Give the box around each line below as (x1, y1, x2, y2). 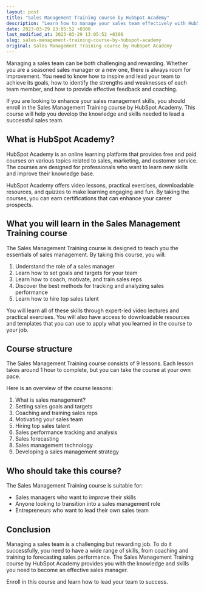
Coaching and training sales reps (15, 409, 98, 417)
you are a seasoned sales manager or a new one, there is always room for (6, 66, 191, 73)
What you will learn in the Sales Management (6, 219, 181, 229)
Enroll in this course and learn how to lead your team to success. (6, 578, 168, 585)
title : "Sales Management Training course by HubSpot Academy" (6, 15, 170, 21)
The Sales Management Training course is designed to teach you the (6, 244, 178, 251)
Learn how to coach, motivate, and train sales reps (15, 275, 142, 283)
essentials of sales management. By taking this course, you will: (6, 251, 166, 258)
